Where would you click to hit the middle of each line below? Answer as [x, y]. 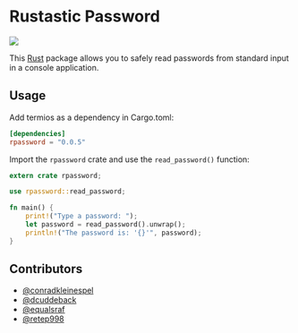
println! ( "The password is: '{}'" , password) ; [114, 233]
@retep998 [43, 319]
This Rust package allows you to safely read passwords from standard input [149, 58]
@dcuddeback [49, 300]
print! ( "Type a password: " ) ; [82, 217]
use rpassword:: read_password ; [68, 192]
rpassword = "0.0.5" [48, 142]
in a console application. [54, 67]
